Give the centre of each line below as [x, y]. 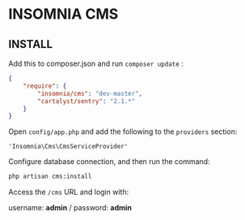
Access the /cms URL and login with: [69, 192]
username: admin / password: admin [70, 208]
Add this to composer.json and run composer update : [96, 63]
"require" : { [45, 86]
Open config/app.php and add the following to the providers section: [123, 132]
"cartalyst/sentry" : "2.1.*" [87, 101]
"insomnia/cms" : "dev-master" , [90, 93]
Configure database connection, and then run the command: [109, 162]
